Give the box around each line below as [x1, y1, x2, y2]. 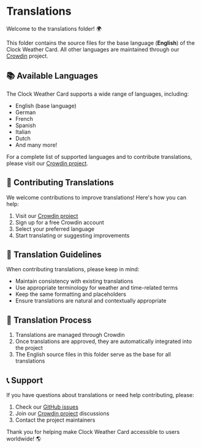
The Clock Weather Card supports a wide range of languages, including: [6, 90, 189, 98]
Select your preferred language [15, 225, 95, 233]
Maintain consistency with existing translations [15, 277, 134, 285]
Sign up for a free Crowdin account [15, 218, 104, 226]
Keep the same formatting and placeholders [15, 290, 127, 298]
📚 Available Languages [6, 71, 99, 81]
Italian [15, 128, 31, 136]
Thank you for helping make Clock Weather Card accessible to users [6, 428, 180, 435]
